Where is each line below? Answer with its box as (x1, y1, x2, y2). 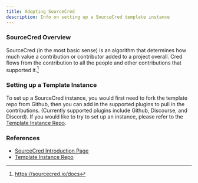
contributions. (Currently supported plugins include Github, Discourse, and (6, 107, 187, 114)
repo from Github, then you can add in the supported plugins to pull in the (6, 100, 185, 107)
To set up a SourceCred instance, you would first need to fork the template (6, 94, 187, 101)
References (6, 134, 40, 142)
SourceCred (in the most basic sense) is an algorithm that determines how (6, 46, 187, 53)
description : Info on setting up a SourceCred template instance (6, 14, 170, 20)
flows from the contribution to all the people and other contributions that (6, 59, 181, 66)
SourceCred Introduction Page (14, 147, 89, 154)
